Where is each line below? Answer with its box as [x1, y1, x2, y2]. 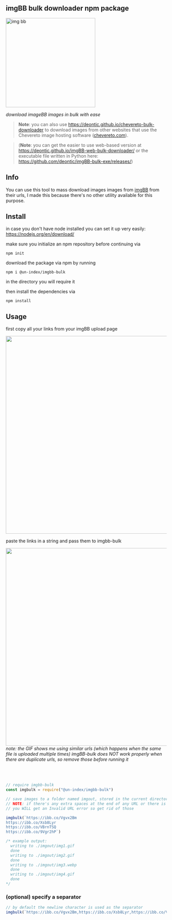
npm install [6, 299, 31, 304]
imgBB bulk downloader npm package [6, 4, 129, 13]
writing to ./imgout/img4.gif [10, 872, 75, 877]
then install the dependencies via [6, 288, 76, 295]
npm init [6, 251, 24, 256]
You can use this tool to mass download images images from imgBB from [6, 186, 160, 193]
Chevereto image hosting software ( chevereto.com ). [18, 132, 129, 138]
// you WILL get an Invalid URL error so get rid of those [6, 806, 134, 811]
